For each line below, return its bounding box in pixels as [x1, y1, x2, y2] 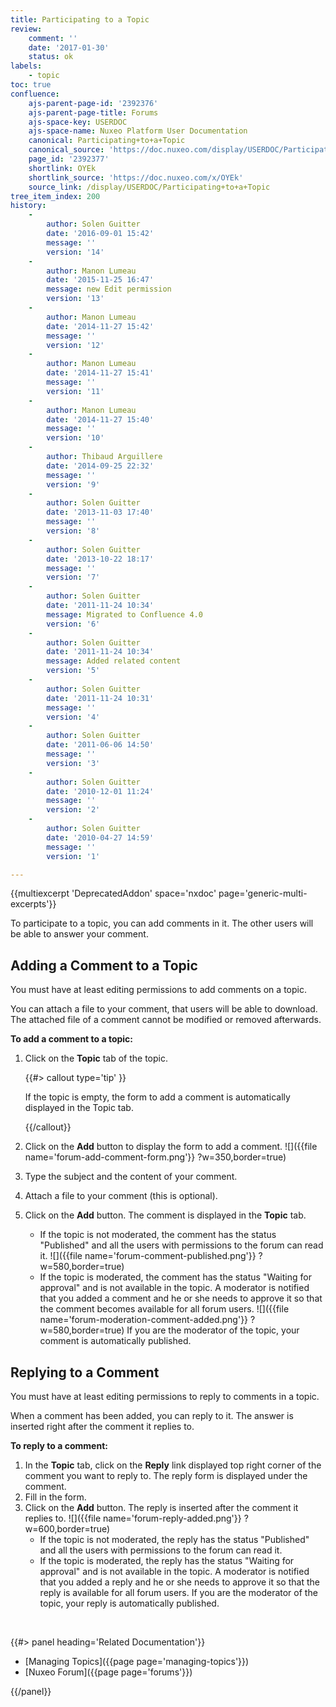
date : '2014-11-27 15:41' [46, 368, 155, 378]
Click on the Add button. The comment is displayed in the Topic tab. [24, 1209, 307, 1221]
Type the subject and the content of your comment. [24, 1171, 238, 1183]
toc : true [10, 80, 52, 90]
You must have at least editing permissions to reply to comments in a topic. [10, 1391, 320, 1402]
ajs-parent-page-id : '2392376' [28, 98, 159, 108]
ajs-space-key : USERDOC [28, 117, 128, 127]
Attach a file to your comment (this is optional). [24, 1190, 218, 1202]
